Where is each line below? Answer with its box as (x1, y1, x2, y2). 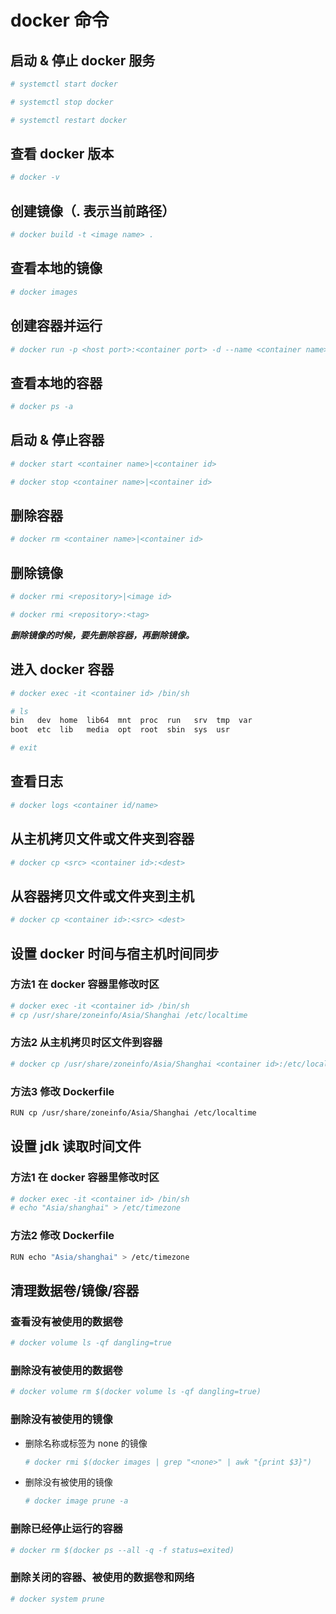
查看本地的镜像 (10, 260, 103, 277)
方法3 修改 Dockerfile (10, 1084, 115, 1098)
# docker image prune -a (24, 1496, 129, 1506)
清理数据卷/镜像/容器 (10, 1282, 140, 1299)
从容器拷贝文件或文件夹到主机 (10, 887, 195, 905)
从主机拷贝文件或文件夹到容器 (10, 831, 195, 848)
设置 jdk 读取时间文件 (10, 1138, 142, 1155)
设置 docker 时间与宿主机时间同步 (10, 945, 220, 962)
